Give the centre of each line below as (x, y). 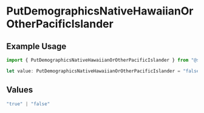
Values (20, 90)
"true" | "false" (28, 104)
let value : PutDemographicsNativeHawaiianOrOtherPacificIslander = (93, 71)
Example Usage (36, 46)
